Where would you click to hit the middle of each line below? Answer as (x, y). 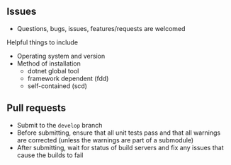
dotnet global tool (53, 71)
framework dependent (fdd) (68, 78)
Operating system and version (61, 56)
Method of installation (49, 63)
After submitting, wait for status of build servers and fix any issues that (120, 147)
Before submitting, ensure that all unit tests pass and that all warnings (119, 133)
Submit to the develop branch (60, 125)
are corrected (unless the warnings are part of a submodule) (105, 140)
